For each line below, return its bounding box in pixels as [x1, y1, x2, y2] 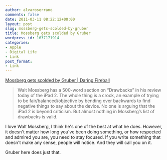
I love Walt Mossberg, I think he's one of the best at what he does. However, [5, 124, 162, 130]
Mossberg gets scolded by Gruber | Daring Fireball [5, 77, 110, 84]
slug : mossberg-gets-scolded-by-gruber [5, 26, 89, 31]
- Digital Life [5, 49, 37, 54]
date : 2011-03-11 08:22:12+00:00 [5, 17, 75, 22]
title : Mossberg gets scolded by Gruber [5, 31, 91, 36]
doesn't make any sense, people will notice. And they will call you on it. [5, 139, 152, 146]
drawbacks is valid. [17, 114, 58, 120]
